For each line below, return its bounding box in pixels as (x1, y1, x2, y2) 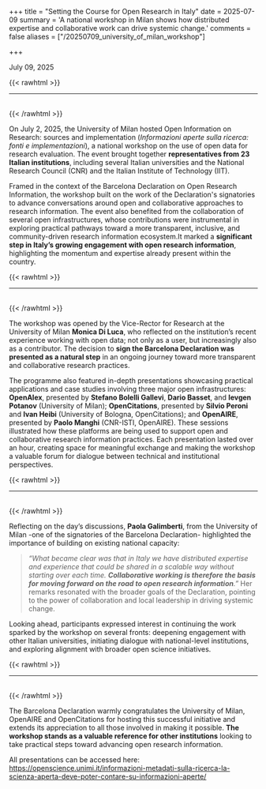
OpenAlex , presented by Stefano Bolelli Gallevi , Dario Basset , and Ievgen (9, 393, 252, 402)
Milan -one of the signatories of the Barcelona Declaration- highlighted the (9, 530, 252, 539)
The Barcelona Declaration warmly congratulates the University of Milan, (9, 706, 245, 716)
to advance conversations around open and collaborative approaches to (9, 198, 244, 208)
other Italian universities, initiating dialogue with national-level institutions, (9, 636, 249, 645)
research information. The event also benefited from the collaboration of (9, 207, 244, 216)
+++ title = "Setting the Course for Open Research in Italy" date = (9, 7, 222, 16)
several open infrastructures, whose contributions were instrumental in (9, 215, 240, 224)
